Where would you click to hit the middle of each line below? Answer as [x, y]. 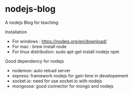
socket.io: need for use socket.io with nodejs [57, 81]
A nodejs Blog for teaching [32, 22]
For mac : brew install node [39, 46]
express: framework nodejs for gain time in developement [70, 75]
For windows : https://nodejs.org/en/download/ [59, 41]
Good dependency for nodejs [35, 61]
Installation [16, 32]
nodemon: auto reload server [41, 70]
